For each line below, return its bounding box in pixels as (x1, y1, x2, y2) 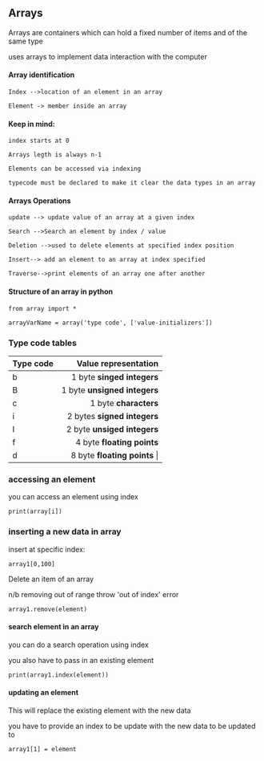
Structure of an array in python (8, 287, 114, 296)
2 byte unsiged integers (66, 423, 159, 434)
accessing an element (8, 474, 96, 485)
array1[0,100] (8, 560, 56, 568)
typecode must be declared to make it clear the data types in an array (8, 179, 256, 187)
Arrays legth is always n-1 (8, 151, 102, 159)
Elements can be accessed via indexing (8, 165, 142, 173)
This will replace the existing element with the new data (8, 706, 191, 715)
